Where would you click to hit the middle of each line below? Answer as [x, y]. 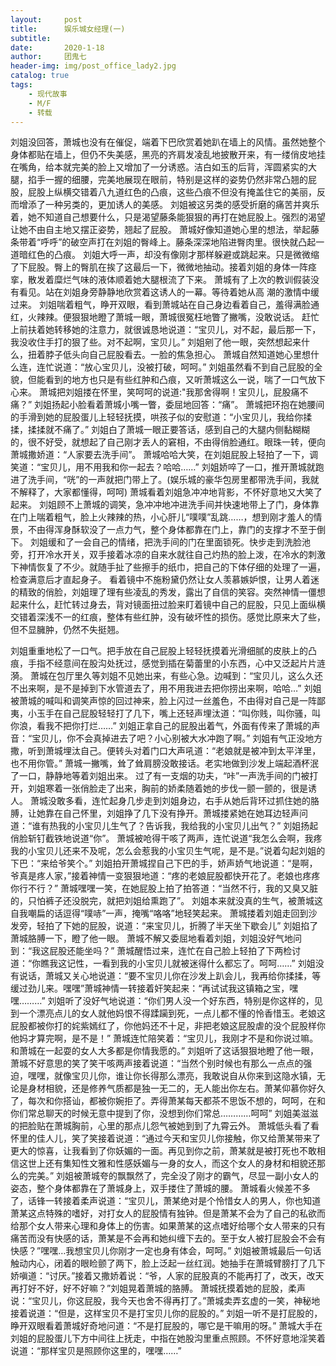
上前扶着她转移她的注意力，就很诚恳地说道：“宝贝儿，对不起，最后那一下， [166, 330]
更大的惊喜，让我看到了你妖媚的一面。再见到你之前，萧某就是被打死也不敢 [163, 1151]
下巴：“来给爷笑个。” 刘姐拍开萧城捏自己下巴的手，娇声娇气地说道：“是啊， [164, 863]
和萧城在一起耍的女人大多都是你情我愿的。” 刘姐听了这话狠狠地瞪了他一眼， [165, 1051]
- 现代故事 [48, 94]
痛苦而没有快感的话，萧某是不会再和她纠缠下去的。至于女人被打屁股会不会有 [168, 1238]
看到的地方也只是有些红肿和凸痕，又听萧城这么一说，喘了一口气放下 [185, 380]
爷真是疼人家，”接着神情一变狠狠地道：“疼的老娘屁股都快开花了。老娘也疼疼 [165, 876]
